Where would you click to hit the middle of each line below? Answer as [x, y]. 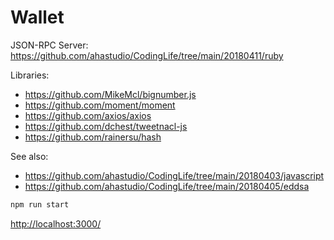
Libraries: [30, 75]
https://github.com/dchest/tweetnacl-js [106, 126]
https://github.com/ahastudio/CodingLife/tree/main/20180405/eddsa [167, 186]
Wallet [37, 17]
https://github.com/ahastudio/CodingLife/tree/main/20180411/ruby [147, 55]
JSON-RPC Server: [49, 45]
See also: [29, 156]
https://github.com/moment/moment [100, 105]
